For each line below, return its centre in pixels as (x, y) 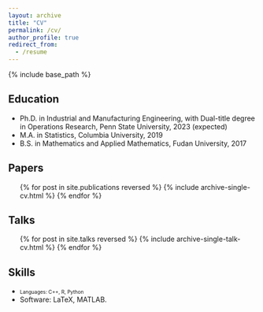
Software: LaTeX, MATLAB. (63, 299)
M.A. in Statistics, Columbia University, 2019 (91, 135)
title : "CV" (28, 23)
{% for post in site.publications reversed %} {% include (109, 187)
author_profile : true (44, 37)
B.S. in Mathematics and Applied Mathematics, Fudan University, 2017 (133, 143)
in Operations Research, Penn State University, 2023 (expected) (124, 126)
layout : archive (35, 15)
